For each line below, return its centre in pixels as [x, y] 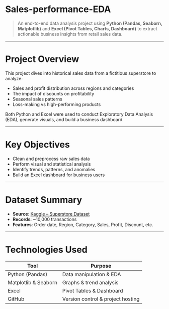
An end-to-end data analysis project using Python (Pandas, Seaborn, [90, 23]
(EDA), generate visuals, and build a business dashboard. [65, 119]
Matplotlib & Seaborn [33, 282]
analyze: [14, 78]
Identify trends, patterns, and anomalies [54, 169]
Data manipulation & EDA [92, 274]
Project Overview [42, 59]
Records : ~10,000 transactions [45, 219]
